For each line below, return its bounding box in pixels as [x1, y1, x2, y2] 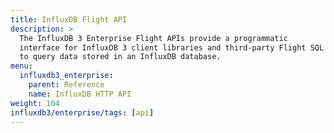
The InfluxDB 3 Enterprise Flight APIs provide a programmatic [19, 33, 288, 43]
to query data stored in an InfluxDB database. [19, 52, 222, 62]
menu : [10, 61, 33, 71]
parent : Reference [28, 80, 105, 90]
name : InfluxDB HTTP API [28, 89, 132, 99]
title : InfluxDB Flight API [10, 14, 128, 25]
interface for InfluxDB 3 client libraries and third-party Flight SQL [19, 42, 325, 53]
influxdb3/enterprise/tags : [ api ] [10, 107, 155, 118]
